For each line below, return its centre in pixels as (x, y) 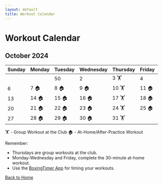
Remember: (16, 143)
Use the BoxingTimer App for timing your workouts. (63, 168)
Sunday (16, 69)
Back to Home (19, 177)
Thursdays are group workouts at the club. (55, 153)
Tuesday (65, 69)
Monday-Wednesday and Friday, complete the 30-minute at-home (78, 157)
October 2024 (27, 56)
